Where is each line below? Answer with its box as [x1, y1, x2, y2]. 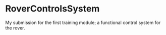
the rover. [5, 24, 25, 30]
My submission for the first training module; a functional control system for [5, 19, 161, 25]
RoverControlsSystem [5, 3, 100, 14]
